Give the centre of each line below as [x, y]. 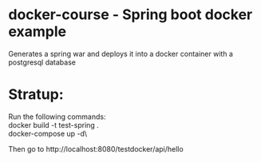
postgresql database [42, 62]
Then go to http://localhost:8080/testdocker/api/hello [96, 148]
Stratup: [36, 95]
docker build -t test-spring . [54, 124]
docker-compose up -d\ [48, 133]
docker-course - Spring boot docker [130, 15]
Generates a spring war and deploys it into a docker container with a [121, 53]
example [38, 32]
